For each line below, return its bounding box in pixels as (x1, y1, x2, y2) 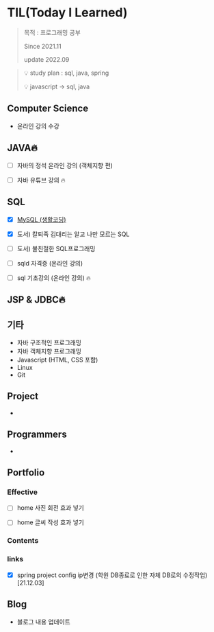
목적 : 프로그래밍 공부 (23, 28, 81, 36)
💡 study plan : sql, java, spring (23, 69, 109, 77)
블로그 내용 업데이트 (16, 618, 70, 626)
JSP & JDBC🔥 (7, 294, 66, 306)
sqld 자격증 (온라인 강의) (16, 259, 83, 267)
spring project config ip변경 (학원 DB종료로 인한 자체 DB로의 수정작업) (16, 571, 208, 579)
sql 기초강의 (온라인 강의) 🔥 (16, 273, 91, 282)
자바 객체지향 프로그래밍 (16, 347, 82, 355)
